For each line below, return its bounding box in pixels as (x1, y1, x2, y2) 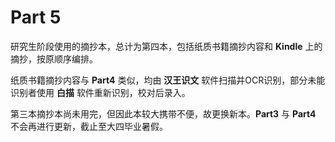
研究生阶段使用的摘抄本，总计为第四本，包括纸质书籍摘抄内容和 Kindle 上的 (10, 40, 323, 52)
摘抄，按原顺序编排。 (10, 52, 98, 65)
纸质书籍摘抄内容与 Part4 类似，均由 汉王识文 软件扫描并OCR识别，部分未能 (10, 74, 326, 86)
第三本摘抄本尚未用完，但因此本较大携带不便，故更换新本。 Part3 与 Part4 (10, 107, 317, 120)
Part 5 (10, 6, 62, 29)
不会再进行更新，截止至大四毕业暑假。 (10, 120, 168, 132)
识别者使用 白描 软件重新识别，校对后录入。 (10, 86, 191, 98)
